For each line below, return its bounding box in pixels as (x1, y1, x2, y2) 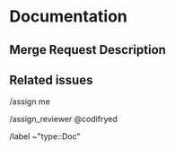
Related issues (9, 72, 93, 87)
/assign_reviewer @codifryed (9, 114, 118, 125)
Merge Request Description (9, 42, 166, 57)
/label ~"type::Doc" (9, 131, 81, 142)
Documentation (9, 6, 128, 27)
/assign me (9, 96, 51, 107)
